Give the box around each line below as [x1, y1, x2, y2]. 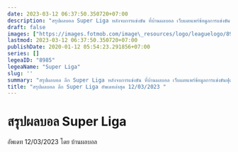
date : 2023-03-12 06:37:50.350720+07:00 [7, 10, 129, 18]
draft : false [7, 23, 46, 31]
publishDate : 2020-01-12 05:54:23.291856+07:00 [7, 43, 151, 50]
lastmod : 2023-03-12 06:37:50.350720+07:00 [7, 37, 138, 44]
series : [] [7, 50, 40, 58]
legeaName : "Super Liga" [7, 63, 81, 70]
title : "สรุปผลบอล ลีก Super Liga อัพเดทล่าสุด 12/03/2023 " [7, 83, 166, 90]
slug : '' [7, 70, 33, 77]
